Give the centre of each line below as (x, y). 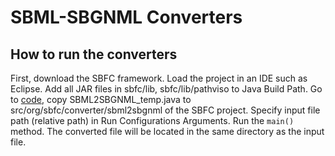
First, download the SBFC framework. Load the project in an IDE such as (159, 78)
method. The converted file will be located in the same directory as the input (167, 131)
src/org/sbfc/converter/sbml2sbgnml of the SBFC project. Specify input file (165, 110)
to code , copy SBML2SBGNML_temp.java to (101, 99)
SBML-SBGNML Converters (126, 17)
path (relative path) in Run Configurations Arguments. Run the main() (152, 120)
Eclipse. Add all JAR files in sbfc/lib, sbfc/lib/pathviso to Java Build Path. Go (166, 89)
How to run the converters (94, 54)
